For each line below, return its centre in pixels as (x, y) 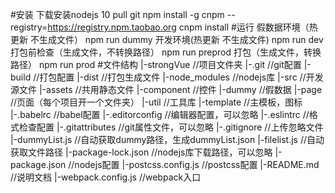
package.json (38, 164)
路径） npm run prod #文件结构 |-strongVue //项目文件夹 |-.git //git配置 (156, 64)
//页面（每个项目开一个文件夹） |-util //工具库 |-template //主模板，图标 (156, 102)
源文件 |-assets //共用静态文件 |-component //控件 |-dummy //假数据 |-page (166, 89)
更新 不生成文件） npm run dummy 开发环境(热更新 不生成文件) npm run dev (167, 39)
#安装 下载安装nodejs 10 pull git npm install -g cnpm (117, 14)
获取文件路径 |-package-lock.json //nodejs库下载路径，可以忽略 (141, 152)
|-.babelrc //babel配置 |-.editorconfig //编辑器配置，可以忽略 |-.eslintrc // (160, 114)
